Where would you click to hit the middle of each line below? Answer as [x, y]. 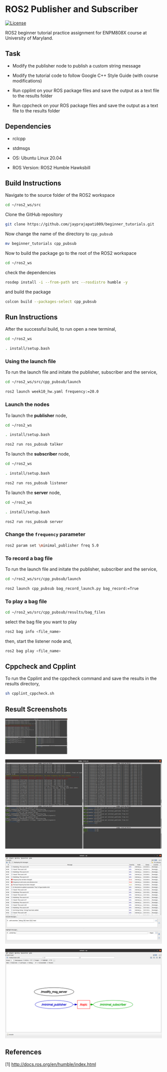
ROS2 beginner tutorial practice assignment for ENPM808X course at [76, 32]
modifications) [27, 80]
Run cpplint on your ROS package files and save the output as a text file [86, 90]
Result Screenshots [36, 709]
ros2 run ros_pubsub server [34, 522]
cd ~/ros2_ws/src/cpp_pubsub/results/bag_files [55, 612]
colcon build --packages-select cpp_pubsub [51, 301]
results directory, [23, 684]
